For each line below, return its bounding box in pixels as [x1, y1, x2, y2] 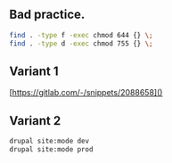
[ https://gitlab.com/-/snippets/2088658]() [9, 87, 163, 98]
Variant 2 [9, 113, 61, 128]
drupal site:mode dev [9, 137, 90, 146]
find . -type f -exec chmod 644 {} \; [9, 30, 153, 39]
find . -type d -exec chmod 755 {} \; [9, 39, 153, 48]
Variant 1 [9, 63, 59, 78]
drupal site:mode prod [9, 145, 94, 154]
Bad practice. [9, 7, 86, 22]
